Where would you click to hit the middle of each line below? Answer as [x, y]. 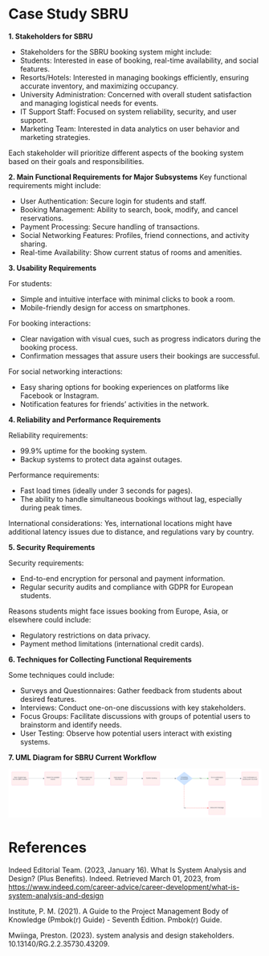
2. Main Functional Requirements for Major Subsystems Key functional [128, 177]
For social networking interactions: [65, 371]
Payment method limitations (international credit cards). [112, 643]
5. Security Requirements [52, 547]
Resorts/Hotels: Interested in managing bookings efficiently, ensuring [134, 77]
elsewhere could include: [50, 619]
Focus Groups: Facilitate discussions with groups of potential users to [135, 716]
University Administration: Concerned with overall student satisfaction [136, 94]
